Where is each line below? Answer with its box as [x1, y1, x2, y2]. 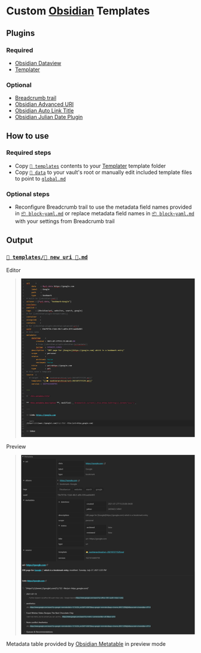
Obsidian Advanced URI [14, 100, 74, 108]
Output [6, 235, 33, 245]
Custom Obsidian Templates [6, 4, 150, 18]
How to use [6, 130, 49, 141]
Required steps [6, 148, 51, 157]
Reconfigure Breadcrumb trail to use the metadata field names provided [14, 203, 192, 210]
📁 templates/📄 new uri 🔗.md [6, 254, 88, 261]
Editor [6, 266, 21, 273]
